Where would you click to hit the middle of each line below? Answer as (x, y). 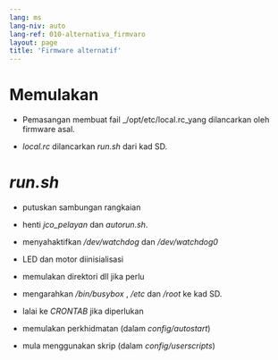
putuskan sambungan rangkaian (81, 207)
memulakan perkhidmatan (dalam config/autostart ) (116, 328)
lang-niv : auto (38, 26)
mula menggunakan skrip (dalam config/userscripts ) (119, 346)
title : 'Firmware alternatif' (66, 51)
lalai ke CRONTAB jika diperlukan (83, 311)
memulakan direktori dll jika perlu (83, 276)
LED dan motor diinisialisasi (72, 259)
